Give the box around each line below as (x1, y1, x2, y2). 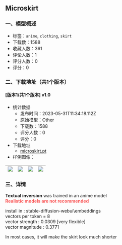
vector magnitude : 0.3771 (5, 224, 59, 230)
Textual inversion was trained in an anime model (5, 193, 107, 199)
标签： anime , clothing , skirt (12, 32, 72, 39)
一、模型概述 (5, 20, 37, 27)
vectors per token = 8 (5, 213, 50, 220)
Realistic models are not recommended (5, 198, 89, 204)
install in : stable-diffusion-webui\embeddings (5, 208, 101, 214)
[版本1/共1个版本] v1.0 (5, 92, 51, 98)
